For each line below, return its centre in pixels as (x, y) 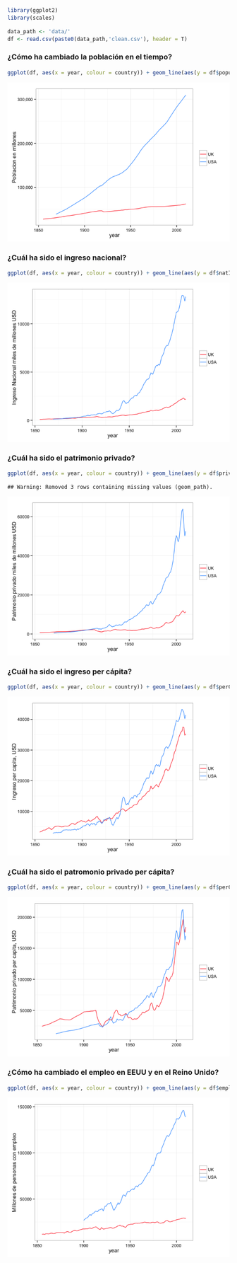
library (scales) (31, 18)
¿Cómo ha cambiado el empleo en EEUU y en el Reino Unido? (113, 1073)
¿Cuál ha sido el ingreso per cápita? (70, 671)
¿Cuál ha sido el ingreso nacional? (67, 258)
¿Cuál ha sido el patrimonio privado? (71, 458)
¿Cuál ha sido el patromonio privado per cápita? (91, 872)
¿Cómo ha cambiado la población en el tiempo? (90, 57)
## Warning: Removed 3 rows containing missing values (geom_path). (110, 488)
